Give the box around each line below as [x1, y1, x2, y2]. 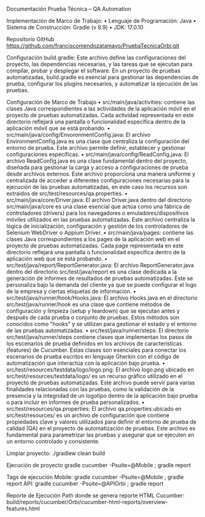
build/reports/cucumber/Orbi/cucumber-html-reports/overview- [6, 499, 169, 505]
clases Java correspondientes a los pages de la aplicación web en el [6, 236, 180, 243]
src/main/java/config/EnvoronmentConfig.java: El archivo [6, 131, 151, 138]
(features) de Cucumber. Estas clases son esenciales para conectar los [6, 346, 187, 354]
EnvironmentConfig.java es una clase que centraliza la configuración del [6, 138, 189, 145]
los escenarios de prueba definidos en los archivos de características [6, 340, 182, 347]
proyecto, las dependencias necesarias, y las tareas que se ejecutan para [6, 61, 193, 68]
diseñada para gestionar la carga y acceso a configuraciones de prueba [6, 164, 188, 171]
